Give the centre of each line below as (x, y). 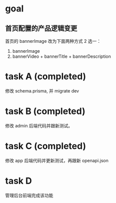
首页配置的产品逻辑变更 (41, 28)
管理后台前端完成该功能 (29, 195)
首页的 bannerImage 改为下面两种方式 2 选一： (53, 41)
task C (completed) (46, 146)
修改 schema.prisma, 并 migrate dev (42, 91)
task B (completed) (45, 111)
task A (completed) (46, 76)
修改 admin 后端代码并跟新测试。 (39, 125)
